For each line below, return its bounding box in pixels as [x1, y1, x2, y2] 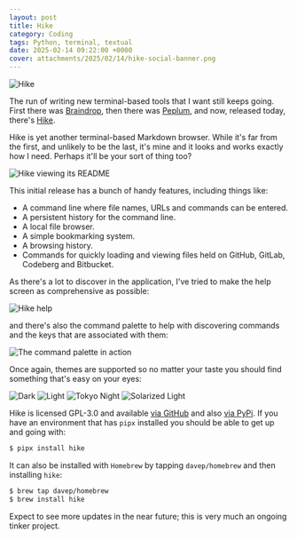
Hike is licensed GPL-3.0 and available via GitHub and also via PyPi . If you [9, 408, 278, 418]
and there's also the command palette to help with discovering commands [9, 321, 280, 330]
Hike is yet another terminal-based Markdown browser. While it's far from [9, 132, 277, 142]
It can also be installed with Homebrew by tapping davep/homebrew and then [9, 459, 277, 471]
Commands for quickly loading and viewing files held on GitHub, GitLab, [21, 250, 285, 260]
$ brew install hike [9, 495, 86, 504]
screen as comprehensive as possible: [9, 286, 150, 296]
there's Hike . [9, 115, 56, 125]
